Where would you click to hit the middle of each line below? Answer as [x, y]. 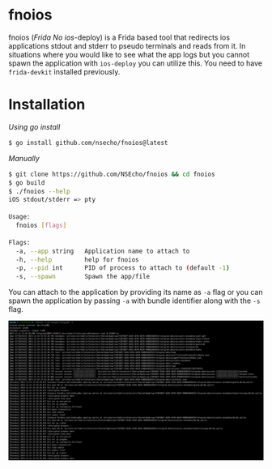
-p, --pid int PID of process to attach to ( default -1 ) [123, 268]
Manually [24, 158]
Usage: [19, 217]
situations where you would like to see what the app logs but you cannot [129, 54]
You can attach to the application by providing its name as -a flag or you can [136, 292]
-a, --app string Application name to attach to [103, 251]
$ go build [27, 183]
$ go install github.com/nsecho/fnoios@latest [88, 143]
